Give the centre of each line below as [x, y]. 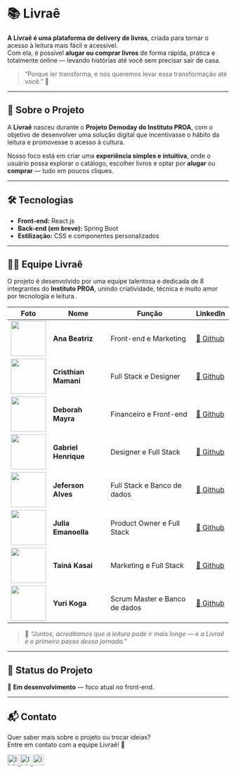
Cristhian [69, 372]
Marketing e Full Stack [147, 566]
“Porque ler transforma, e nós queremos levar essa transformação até [126, 74]
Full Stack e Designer [145, 376]
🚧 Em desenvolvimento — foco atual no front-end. [81, 687]
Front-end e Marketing [148, 338]
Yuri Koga [70, 604]
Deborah [68, 410]
